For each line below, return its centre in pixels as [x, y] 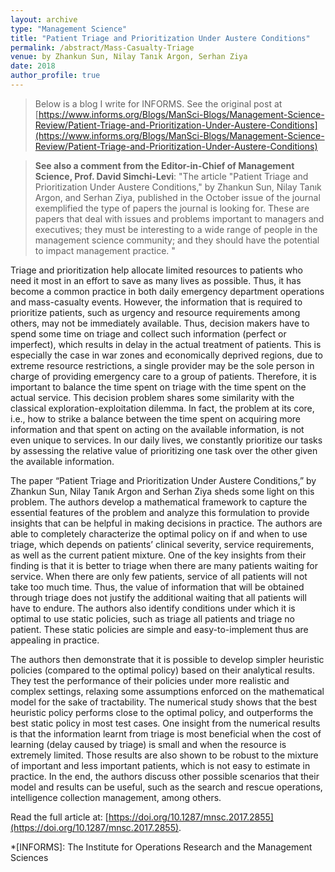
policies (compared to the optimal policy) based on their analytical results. [163, 670]
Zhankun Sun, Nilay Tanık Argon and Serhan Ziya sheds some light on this [162, 491]
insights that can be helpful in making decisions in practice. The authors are [166, 523]
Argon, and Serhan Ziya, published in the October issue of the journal [177, 197]
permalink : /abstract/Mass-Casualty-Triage [102, 47]
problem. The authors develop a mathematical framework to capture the [159, 502]
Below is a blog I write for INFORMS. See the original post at [158, 103]
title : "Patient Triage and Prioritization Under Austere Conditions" [160, 38]
